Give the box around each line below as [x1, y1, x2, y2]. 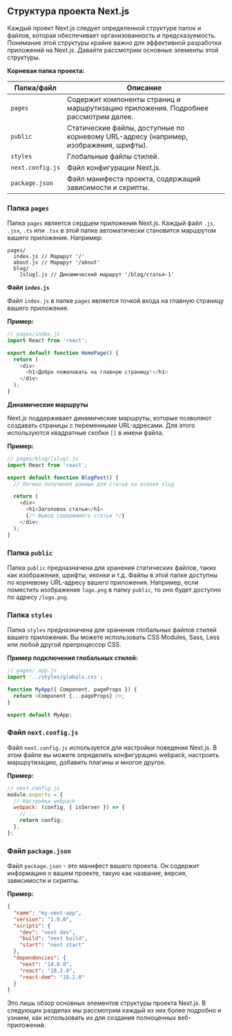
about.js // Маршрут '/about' [13, 259, 100, 266]
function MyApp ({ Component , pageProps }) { [7, 686, 137, 693]
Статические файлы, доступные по [66, 123, 185, 133]
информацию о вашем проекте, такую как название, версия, [7, 869, 188, 877]
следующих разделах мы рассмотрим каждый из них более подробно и [7, 1006, 222, 1015]
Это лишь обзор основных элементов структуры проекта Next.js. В [7, 999, 206, 1007]
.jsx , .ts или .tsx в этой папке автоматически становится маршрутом [7, 226, 216, 235]
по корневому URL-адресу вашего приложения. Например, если [7, 578, 199, 586]
